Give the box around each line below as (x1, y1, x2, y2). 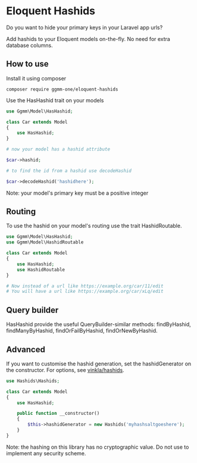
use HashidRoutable (17, 267, 65, 273)
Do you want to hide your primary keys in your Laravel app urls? (6, 24, 163, 31)
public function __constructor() (17, 411, 100, 417)
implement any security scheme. (6, 449, 86, 456)
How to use (6, 59, 49, 69)
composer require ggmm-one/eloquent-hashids (6, 86, 118, 92)
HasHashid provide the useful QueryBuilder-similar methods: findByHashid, (6, 321, 192, 328)
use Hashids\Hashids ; (6, 378, 60, 384)
